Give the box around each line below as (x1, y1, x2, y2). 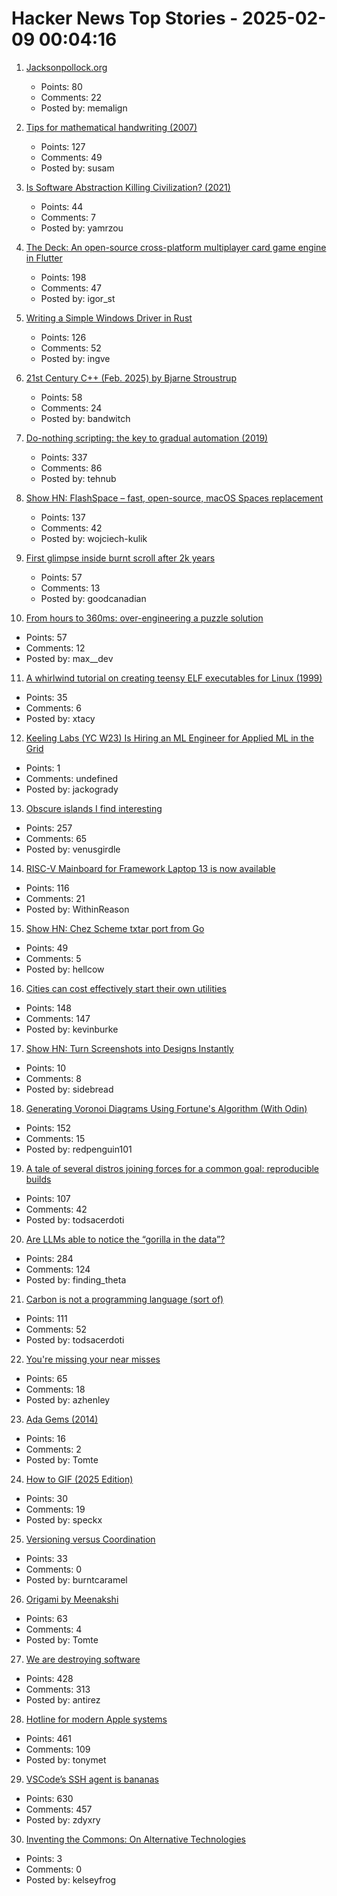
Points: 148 (25, 1002, 72, 1014)
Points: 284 (25, 1252, 74, 1264)
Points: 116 (25, 882, 70, 894)
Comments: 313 (25, 1683, 91, 1695)
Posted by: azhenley (25, 1393, 111, 1406)
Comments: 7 (40, 211, 96, 223)
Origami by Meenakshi (25, 1593, 119, 1605)
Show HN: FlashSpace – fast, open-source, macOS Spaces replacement (25, 492, 324, 504)
